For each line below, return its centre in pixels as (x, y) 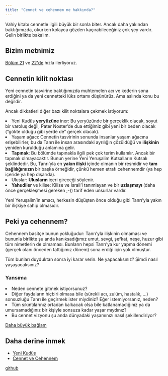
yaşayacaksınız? (22, 265)
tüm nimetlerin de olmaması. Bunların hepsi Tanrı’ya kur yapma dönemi (79, 244)
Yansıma (16, 277)
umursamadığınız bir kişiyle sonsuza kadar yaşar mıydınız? (66, 310)
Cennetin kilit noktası (39, 79)
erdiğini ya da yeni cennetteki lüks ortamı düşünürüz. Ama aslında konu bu (82, 96)
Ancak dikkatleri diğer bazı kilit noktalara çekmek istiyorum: (67, 111)
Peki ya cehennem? (36, 221)
